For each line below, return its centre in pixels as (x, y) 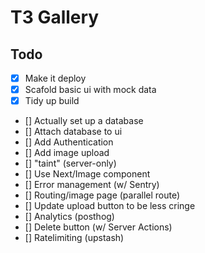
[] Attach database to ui (73, 132)
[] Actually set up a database (84, 121)
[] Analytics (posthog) (69, 217)
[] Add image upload (67, 153)
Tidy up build (52, 101)
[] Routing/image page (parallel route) (102, 195)
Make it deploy (55, 78)
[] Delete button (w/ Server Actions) (98, 227)
